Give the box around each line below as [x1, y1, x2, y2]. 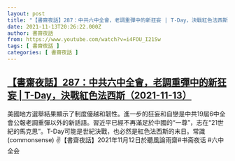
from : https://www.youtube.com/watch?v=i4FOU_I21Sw [7, 36, 161, 43]
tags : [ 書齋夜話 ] [7, 43, 60, 49]
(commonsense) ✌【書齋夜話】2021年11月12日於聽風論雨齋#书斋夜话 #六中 [7, 135, 225, 144]
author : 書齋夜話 [7, 29, 54, 37]
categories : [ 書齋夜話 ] [7, 49, 79, 56]
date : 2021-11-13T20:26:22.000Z [7, 23, 101, 30]
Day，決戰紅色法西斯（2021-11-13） [34, 90, 192, 102]
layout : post [7, 10, 45, 17]
